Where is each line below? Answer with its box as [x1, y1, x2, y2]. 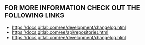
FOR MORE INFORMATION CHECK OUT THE [4, 4, 140, 12]
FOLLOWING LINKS [4, 12, 65, 20]
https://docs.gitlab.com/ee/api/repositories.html [11, 29, 109, 35]
